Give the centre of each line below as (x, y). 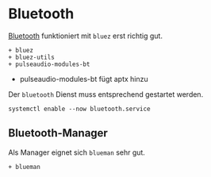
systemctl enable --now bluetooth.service (79, 109)
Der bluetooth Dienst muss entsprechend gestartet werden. (106, 94)
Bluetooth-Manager (58, 133)
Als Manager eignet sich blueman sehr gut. (77, 152)
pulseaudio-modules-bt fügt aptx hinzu (84, 79)
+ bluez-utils (32, 57)
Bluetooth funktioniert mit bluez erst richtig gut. (85, 36)
